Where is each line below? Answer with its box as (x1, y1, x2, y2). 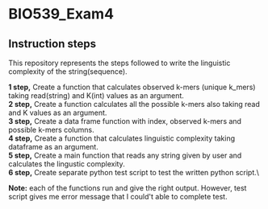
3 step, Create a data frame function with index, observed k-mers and (8, 117, 242, 125)
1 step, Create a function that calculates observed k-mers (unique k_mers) (8, 82, 256, 92)
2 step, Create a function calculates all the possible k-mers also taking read (8, 100, 261, 109)
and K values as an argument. (8, 108, 107, 117)
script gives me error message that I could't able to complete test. (8, 192, 228, 201)
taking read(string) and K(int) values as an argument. (8, 91, 184, 100)
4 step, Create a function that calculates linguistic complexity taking (8, 133, 236, 143)
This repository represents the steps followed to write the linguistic (8, 58, 231, 68)
